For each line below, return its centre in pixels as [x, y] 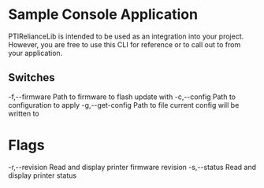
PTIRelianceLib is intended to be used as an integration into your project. [126, 36]
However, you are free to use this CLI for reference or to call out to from [125, 44]
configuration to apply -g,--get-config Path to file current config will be [124, 105]
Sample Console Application [103, 15]
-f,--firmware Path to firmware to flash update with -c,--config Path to [122, 97]
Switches [32, 77]
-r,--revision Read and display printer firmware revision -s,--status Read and [132, 167]
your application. [35, 53]
